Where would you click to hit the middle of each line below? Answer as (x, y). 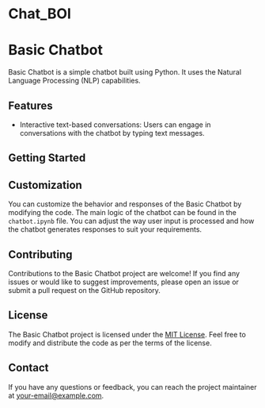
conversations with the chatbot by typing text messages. (112, 133)
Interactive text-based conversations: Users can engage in (115, 125)
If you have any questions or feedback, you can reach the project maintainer (132, 387)
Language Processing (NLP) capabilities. (74, 81)
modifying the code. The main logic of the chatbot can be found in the (123, 213)
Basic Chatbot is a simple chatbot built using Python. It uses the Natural (125, 72)
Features (30, 105)
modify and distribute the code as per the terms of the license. (110, 343)
